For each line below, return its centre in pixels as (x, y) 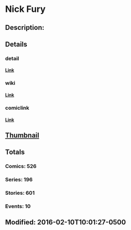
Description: (25, 28)
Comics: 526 (21, 166)
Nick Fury (25, 9)
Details (16, 44)
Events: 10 (18, 206)
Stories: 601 (20, 193)
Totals (15, 152)
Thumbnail (22, 135)
